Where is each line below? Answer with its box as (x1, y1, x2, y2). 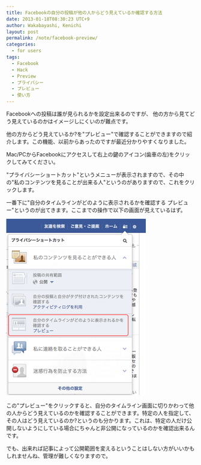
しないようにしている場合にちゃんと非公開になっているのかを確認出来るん (11, 425, 195, 431)
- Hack (11, 67, 28, 73)
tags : (6, 54, 20, 60)
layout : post (6, 29, 39, 35)
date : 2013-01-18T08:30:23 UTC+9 (6, 16, 90, 22)
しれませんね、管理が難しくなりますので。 (6, 452, 112, 460)
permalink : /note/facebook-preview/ (6, 35, 98, 42)
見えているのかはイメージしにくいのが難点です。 (11, 118, 131, 125)
